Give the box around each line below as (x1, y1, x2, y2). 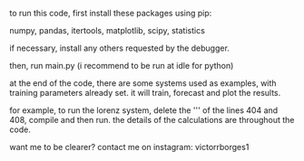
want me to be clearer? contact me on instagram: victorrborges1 (9, 142, 250, 152)
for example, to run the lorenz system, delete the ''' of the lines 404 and (9, 105, 279, 116)
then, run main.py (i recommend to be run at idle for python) (9, 61, 234, 71)
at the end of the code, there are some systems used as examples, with (9, 78, 277, 89)
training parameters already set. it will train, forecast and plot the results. (9, 88, 281, 98)
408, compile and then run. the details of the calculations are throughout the (9, 115, 295, 125)
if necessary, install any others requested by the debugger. (9, 43, 230, 53)
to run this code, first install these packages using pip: (9, 8, 212, 18)
